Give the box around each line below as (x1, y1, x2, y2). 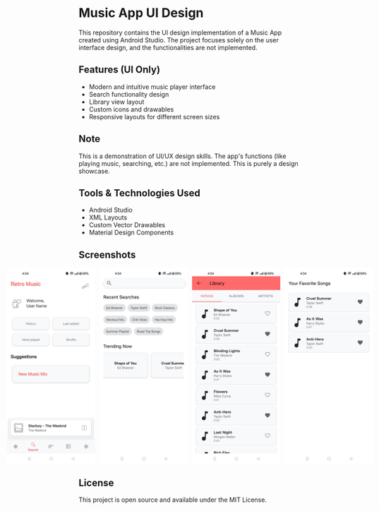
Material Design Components (88, 228, 174, 237)
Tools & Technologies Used (78, 187, 200, 199)
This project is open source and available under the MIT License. (78, 495, 267, 504)
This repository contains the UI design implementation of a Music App (78, 28, 282, 37)
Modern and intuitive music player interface (88, 83, 216, 91)
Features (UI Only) (78, 64, 161, 76)
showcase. (78, 167, 110, 175)
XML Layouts (88, 213, 128, 222)
